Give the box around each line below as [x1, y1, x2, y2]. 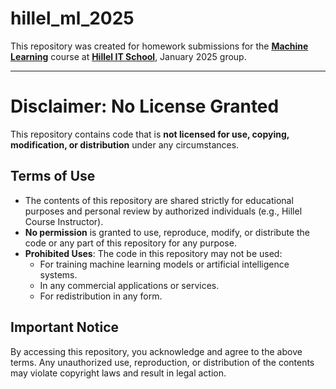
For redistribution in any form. [39, 290, 163, 302]
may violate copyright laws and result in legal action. [10, 367, 227, 379]
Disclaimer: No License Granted [10, 95, 280, 118]
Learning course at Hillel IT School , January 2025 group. [10, 50, 247, 62]
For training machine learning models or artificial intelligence [39, 258, 290, 270]
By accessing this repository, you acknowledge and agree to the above [10, 345, 303, 357]
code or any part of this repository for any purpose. [24, 237, 237, 249]
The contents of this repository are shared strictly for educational [24, 194, 294, 206]
